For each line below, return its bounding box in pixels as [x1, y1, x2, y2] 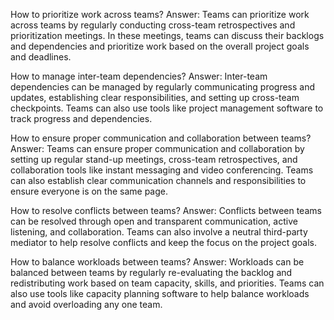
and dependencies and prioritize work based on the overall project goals [10, 40, 310, 52]
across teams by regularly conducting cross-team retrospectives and [10, 19, 296, 31]
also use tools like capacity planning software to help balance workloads [10, 288, 310, 299]
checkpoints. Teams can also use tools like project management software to [10, 102, 324, 114]
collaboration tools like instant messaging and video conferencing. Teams [10, 164, 314, 176]
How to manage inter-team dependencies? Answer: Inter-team [10, 70, 268, 82]
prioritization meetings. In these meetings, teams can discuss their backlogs [10, 30, 325, 41]
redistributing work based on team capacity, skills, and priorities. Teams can [10, 277, 325, 289]
